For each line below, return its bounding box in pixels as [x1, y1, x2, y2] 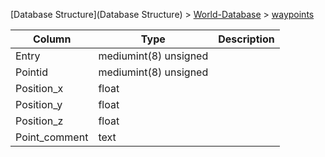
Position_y [15, 98, 63, 111]
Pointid [15, 65, 48, 79]
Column [32, 32, 72, 46]
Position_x [15, 82, 64, 95]
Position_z [15, 114, 64, 128]
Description [218, 32, 275, 46]
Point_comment [15, 130, 89, 144]
